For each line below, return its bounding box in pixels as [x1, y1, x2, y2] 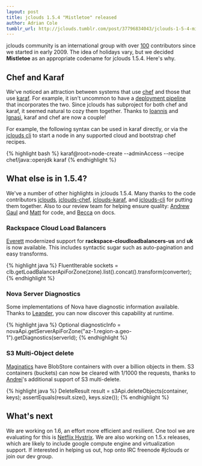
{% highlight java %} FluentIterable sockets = [6, 262, 118, 269]
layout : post [6, 8, 39, 15]
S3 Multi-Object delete [6, 349, 74, 358]
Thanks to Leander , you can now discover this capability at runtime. [6, 310, 174, 317]
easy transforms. [6, 250, 49, 257]
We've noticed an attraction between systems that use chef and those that [6, 88, 191, 96]
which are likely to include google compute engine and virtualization [6, 440, 176, 447]
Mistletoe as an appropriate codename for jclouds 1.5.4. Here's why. [6, 55, 176, 62]
